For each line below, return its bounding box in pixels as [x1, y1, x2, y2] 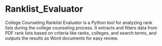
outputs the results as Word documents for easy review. [5, 35, 119, 41]
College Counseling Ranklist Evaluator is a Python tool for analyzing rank [5, 20, 153, 25]
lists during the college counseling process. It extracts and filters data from [5, 24, 158, 30]
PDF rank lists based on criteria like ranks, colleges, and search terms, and [5, 30, 157, 36]
